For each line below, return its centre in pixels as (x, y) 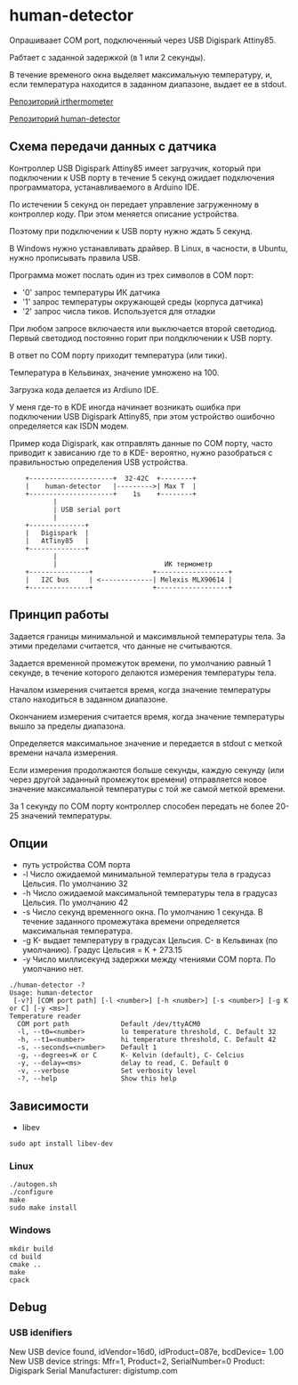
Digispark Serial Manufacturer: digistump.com (93, 1371)
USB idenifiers (41, 1332)
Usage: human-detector (51, 993)
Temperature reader (45, 1016)
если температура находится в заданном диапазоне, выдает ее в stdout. (148, 84)
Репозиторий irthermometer (61, 101)
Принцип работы (59, 615)
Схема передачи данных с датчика (113, 147)
